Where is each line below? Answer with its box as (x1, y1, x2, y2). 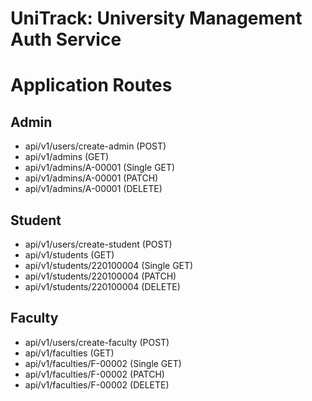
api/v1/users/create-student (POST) (24, 238, 173, 250)
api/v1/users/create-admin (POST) (24, 140, 167, 152)
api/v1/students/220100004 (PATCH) (24, 270, 177, 282)
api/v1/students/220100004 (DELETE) (24, 281, 181, 292)
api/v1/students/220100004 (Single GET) (24, 260, 194, 271)
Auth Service (10, 28, 122, 51)
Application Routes (10, 74, 173, 97)
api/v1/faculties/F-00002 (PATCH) (24, 368, 165, 380)
